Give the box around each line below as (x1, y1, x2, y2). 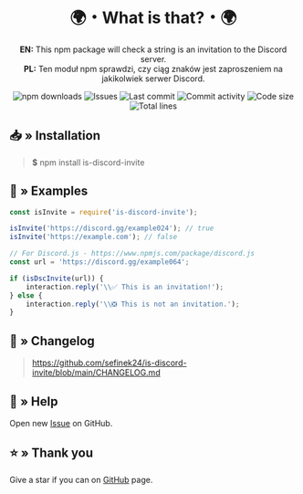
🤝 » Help (9, 394, 58, 409)
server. (140, 53, 167, 64)
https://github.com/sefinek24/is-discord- (31, 357, 187, 369)
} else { (9, 290, 43, 300)
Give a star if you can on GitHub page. (9, 474, 153, 485)
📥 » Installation (9, 128, 100, 143)
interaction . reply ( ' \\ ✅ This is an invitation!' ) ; (26, 282, 225, 291)
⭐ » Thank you (9, 446, 94, 461)
